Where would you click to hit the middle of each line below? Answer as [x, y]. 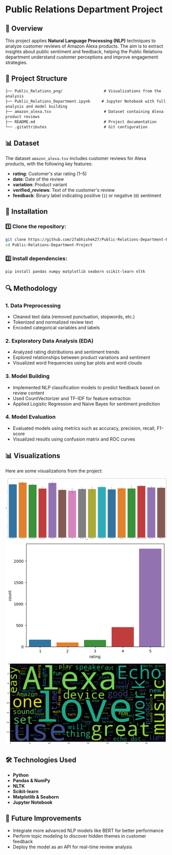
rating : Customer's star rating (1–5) [50, 173]
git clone [16, 240]
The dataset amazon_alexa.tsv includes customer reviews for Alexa [76, 158]
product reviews [23, 116]
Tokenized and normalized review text [53, 322]
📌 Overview [24, 28]
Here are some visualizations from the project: [54, 471]
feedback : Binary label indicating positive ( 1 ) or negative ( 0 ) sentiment [87, 195]
